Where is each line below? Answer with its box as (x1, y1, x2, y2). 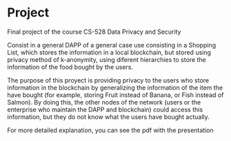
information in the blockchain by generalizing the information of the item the (7, 83, 223, 91)
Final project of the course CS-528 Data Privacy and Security (7, 28, 181, 36)
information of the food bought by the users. (7, 63, 133, 71)
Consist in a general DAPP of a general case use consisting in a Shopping (7, 41, 216, 49)
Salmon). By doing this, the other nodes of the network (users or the (7, 98, 201, 106)
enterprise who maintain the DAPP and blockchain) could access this (7, 105, 203, 113)
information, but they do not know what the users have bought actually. (7, 112, 210, 121)
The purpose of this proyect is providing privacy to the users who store (7, 76, 209, 84)
